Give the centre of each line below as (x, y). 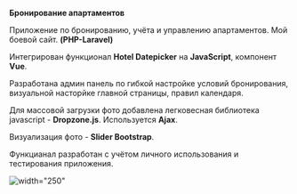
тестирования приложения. (61, 163)
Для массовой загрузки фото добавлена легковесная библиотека (134, 110)
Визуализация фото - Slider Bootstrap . (82, 137)
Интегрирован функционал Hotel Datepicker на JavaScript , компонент (143, 57)
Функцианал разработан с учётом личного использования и (124, 154)
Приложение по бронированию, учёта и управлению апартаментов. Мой (148, 30)
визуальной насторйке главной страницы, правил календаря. (127, 93)
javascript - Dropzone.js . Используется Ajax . (93, 120)
